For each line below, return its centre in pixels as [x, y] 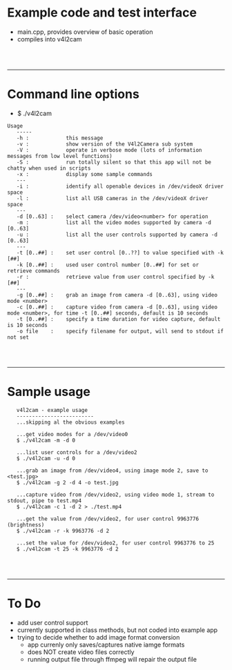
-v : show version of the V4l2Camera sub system [105, 144]
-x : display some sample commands [85, 174]
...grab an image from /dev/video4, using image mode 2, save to [112, 471]
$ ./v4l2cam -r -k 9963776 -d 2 [63, 531]
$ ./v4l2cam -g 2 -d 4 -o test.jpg [67, 482]
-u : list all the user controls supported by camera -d [117, 235]
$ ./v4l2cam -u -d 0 [46, 458]
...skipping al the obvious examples [71, 422]
